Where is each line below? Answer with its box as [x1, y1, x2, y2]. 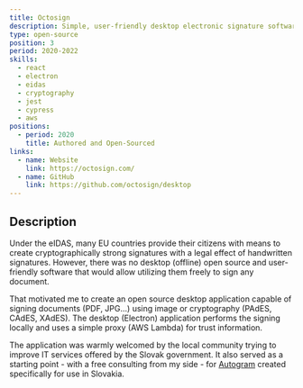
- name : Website [17, 155, 78, 165]
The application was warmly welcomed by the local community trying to [9, 339, 277, 350]
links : [9, 147, 34, 156]
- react [17, 64, 47, 73]
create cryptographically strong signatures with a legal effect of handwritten [9, 247, 293, 257]
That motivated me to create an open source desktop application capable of [9, 293, 292, 304]
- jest [17, 96, 42, 106]
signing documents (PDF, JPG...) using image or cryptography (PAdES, [9, 302, 272, 313]
